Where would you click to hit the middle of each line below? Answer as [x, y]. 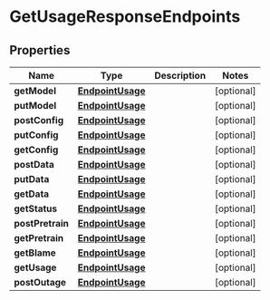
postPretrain [42, 223]
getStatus [35, 208]
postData [34, 165]
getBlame [35, 253]
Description [180, 76]
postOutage [40, 282]
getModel [35, 91]
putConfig [36, 135]
